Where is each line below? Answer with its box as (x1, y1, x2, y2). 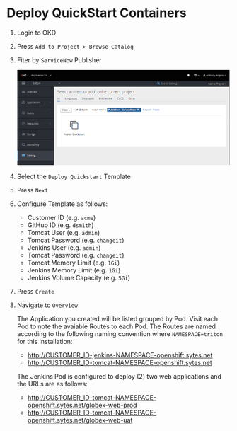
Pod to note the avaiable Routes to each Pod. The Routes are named (16, 322, 216, 331)
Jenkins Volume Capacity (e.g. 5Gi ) (27, 274, 131, 282)
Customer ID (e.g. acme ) (27, 214, 96, 222)
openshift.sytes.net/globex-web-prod (27, 401, 137, 410)
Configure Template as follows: (16, 200, 108, 208)
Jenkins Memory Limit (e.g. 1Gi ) (27, 266, 121, 275)
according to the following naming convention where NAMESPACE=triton (16, 330, 224, 338)
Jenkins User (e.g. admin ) (27, 243, 101, 252)
